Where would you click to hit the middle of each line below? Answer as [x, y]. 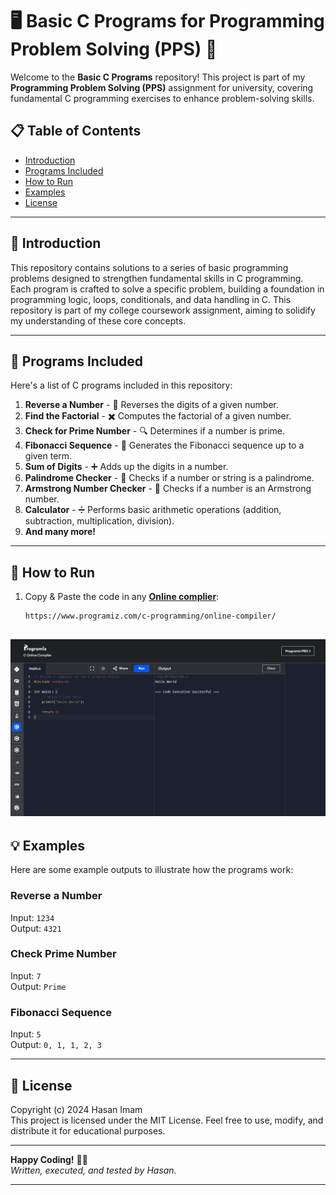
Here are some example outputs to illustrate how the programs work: [152, 870]
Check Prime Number [63, 954]
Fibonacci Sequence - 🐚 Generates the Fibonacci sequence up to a [164, 445]
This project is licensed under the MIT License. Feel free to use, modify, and [167, 1120]
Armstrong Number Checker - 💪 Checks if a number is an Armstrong [168, 489]
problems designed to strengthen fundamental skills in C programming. [157, 278]
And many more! [60, 532]
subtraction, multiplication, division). [99, 521]
